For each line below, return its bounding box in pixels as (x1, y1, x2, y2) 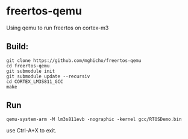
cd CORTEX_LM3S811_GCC (6, 78, 63, 85)
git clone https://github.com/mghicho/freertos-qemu (6, 57, 142, 64)
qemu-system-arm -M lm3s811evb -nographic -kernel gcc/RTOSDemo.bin (6, 116, 182, 122)
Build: (6, 42, 29, 52)
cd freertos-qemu (6, 63, 50, 69)
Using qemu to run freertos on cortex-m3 (6, 24, 109, 31)
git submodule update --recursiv (6, 73, 90, 79)
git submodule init (6, 68, 55, 74)
